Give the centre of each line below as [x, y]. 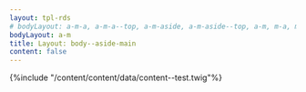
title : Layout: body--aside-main [73, 43]
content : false [38, 52]
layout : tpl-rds [40, 18]
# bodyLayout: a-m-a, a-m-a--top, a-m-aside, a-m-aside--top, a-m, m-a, [150, 26]
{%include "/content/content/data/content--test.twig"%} [116, 77]
